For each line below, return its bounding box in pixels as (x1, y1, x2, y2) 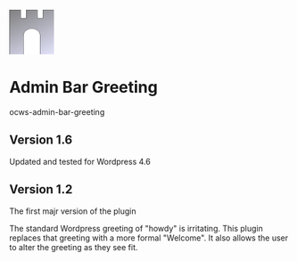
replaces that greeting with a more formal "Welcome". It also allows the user (9, 232, 289, 243)
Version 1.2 (9, 182, 73, 197)
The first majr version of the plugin (9, 206, 136, 216)
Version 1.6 (9, 133, 73, 148)
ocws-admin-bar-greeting (9, 106, 105, 117)
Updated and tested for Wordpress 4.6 (9, 156, 152, 167)
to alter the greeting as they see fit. (9, 241, 138, 252)
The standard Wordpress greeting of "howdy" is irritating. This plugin (9, 223, 263, 233)
